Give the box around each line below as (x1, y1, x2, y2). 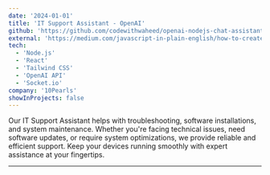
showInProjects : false (8, 94, 84, 102)
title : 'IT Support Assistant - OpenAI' (8, 19, 146, 27)
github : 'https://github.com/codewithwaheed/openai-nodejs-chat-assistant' (8, 26, 268, 35)
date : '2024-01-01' (8, 11, 74, 20)
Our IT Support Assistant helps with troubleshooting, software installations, (8, 116, 257, 125)
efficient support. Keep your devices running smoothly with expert (8, 141, 228, 151)
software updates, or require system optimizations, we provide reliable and (8, 133, 256, 143)
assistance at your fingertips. (8, 150, 105, 160)
